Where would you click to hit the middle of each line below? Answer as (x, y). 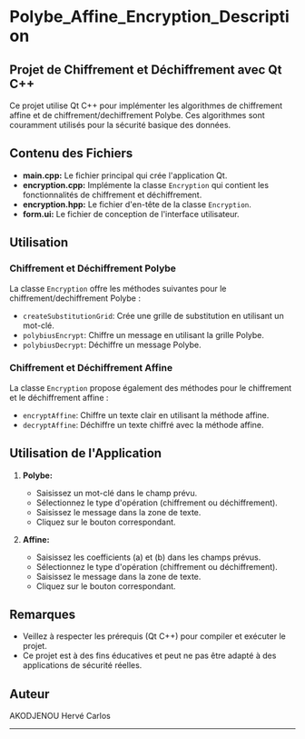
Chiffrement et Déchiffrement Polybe (93, 268)
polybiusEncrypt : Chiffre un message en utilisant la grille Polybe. (143, 335)
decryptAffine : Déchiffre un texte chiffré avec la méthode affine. (143, 424)
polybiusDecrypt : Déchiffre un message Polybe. (112, 345)
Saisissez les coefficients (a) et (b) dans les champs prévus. (148, 557)
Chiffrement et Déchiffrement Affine (91, 368)
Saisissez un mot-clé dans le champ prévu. (117, 493)
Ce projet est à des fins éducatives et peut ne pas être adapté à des (149, 655)
